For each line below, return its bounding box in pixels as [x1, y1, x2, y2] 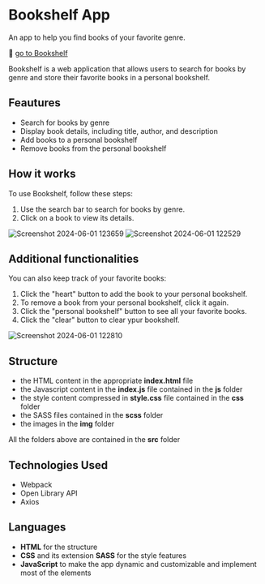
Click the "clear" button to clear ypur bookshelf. [19, 315, 180, 325]
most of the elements [19, 568, 92, 578]
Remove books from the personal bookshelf [19, 144, 167, 153]
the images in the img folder [19, 419, 115, 429]
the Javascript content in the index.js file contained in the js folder [19, 384, 243, 394]
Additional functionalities [8, 251, 139, 265]
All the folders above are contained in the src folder [8, 435, 181, 444]
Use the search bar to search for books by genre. [19, 204, 185, 214]
